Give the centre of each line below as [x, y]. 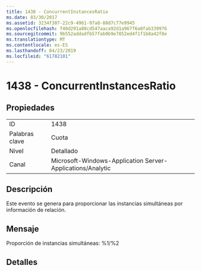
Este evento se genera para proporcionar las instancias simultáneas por [95, 203]
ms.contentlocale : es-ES [37, 45]
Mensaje [23, 229]
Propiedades [31, 108]
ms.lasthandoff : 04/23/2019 [41, 51]
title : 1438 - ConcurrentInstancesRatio [57, 12]
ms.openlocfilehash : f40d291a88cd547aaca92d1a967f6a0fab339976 [87, 28]
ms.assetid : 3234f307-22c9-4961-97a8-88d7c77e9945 [71, 23]
